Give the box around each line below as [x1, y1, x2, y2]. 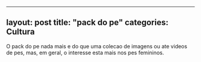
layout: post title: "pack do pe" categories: [6, 17, 169, 27]
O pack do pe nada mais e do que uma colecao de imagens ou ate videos [6, 42, 187, 49]
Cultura [6, 27, 35, 37]
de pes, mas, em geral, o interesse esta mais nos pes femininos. [6, 49, 165, 56]
